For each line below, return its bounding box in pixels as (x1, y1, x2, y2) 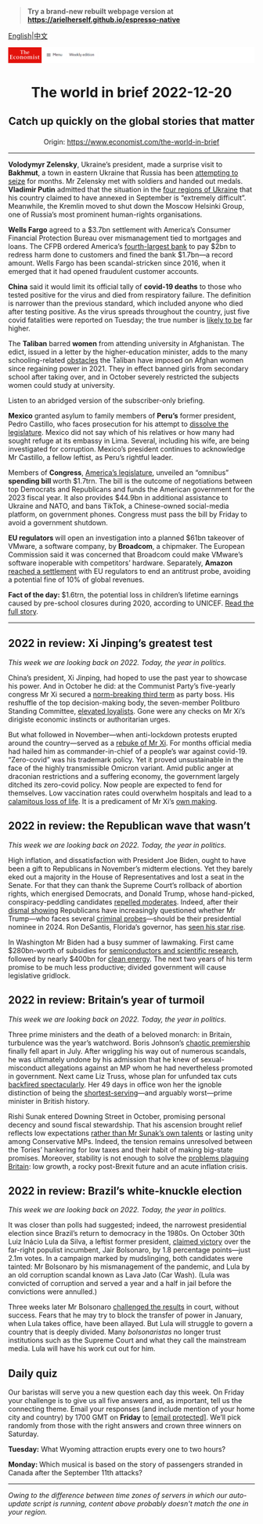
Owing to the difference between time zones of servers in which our (8, 1491, 228, 1500)
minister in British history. (8, 1096, 90, 1106)
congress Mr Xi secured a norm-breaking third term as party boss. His (8, 689, 235, 699)
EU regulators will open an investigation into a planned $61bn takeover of (8, 533, 245, 543)
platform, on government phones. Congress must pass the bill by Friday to (8, 510, 248, 519)
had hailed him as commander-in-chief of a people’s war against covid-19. (8, 746, 248, 756)
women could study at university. (8, 381, 115, 390)
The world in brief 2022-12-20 (31, 83, 232, 101)
